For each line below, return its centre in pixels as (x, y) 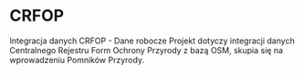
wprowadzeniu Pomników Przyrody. (77, 60)
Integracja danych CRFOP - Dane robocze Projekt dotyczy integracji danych (152, 41)
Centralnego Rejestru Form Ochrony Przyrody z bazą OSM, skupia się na (147, 50)
